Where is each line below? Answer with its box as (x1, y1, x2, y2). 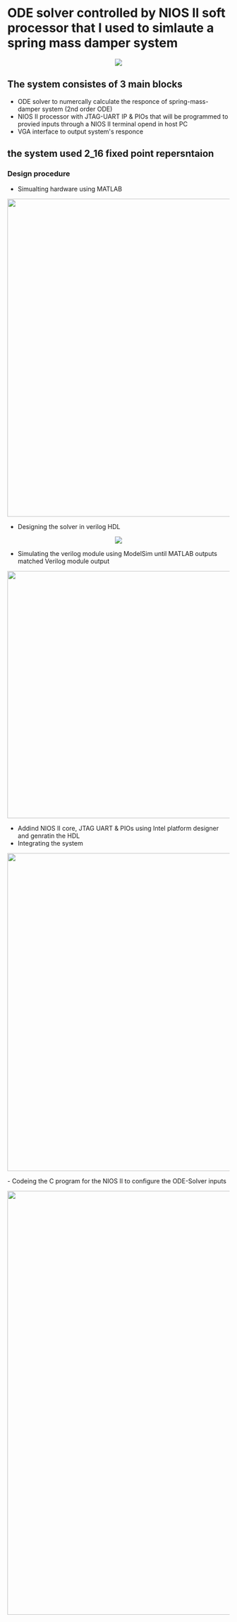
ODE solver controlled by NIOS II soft (7, 5, 226, 21)
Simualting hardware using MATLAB (17, 185, 122, 194)
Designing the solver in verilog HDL (17, 523, 121, 531)
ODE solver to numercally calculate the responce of (17, 97, 168, 105)
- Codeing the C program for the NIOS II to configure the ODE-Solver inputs (7, 1177, 227, 1185)
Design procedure (7, 169, 71, 179)
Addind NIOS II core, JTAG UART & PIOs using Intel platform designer (17, 824, 219, 833)
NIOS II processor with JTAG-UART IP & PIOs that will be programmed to (17, 112, 229, 121)
